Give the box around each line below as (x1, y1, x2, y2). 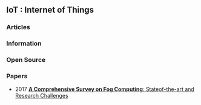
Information (6, 39, 42, 48)
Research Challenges (15, 92, 68, 100)
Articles (6, 23, 30, 32)
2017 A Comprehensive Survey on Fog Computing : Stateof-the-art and (15, 86, 195, 93)
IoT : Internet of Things (6, 5, 94, 15)
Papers (6, 72, 28, 81)
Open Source (6, 56, 46, 64)
